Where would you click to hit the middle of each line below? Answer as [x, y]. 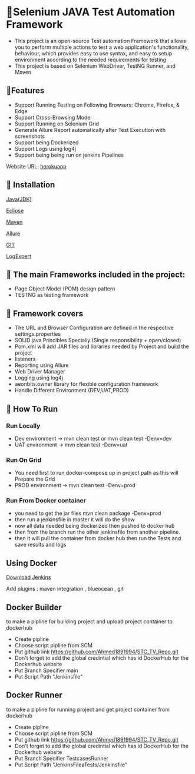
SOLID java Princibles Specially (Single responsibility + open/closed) [98, 340]
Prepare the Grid [35, 479]
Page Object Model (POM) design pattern [65, 289]
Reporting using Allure [42, 365]
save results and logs [40, 545]
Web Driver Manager [40, 372]
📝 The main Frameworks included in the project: [96, 274]
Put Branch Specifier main [46, 670]
